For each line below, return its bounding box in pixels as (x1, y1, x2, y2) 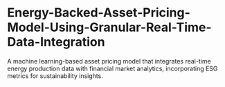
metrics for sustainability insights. (7, 71, 104, 80)
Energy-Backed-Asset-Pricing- (7, 5, 190, 21)
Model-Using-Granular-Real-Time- (7, 19, 213, 35)
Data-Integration (7, 35, 105, 50)
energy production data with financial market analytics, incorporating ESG (7, 64, 218, 72)
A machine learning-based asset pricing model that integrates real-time (7, 57, 211, 65)
